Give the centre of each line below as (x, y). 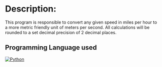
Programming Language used (51, 47)
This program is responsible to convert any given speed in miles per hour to (81, 22)
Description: (31, 9)
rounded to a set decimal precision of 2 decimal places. (61, 32)
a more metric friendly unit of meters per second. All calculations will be (77, 27)
